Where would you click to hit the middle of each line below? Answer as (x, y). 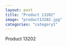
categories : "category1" (31, 24)
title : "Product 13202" (30, 15)
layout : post (19, 10)
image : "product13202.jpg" (34, 19)
